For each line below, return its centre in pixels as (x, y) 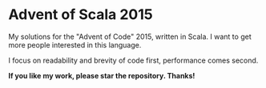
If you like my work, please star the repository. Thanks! (102, 75)
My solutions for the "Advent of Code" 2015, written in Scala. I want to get (130, 36)
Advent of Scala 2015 (81, 15)
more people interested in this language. (75, 44)
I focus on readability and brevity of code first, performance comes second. (133, 60)
